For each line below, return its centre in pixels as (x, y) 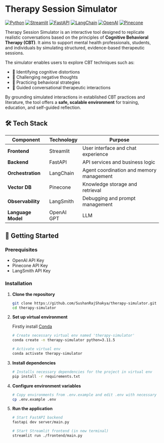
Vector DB (20, 187)
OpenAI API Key (28, 260)
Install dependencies (34, 363)
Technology (64, 140)
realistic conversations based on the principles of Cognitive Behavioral (77, 37)
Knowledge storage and (110, 184)
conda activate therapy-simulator (47, 354)
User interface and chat (109, 148)
